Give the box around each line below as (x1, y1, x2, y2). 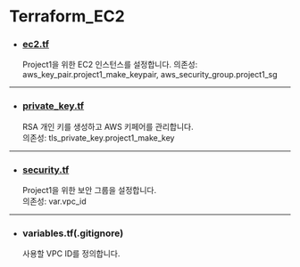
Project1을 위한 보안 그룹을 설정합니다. (21, 185, 157, 196)
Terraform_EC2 (9, 6, 125, 27)
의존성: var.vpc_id (21, 196, 87, 206)
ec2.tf (21, 38, 49, 51)
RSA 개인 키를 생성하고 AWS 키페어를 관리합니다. (21, 121, 194, 132)
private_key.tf (21, 100, 85, 112)
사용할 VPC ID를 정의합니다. (21, 248, 121, 259)
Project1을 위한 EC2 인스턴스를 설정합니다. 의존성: (21, 60, 198, 70)
